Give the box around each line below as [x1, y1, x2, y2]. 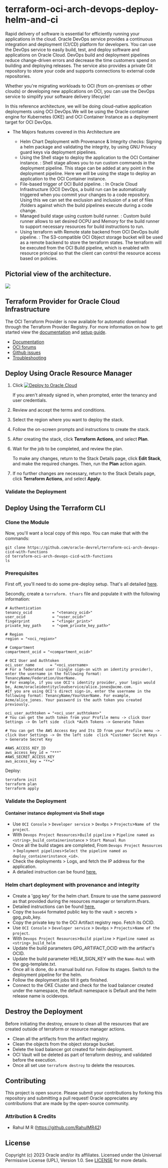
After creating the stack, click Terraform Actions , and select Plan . [12, 436, 149, 442]
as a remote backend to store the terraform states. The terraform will [19, 239, 162, 245]
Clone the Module [5, 518, 49, 525]
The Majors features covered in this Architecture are [12, 128, 120, 134]
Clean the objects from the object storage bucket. [12, 1041, 115, 1047]
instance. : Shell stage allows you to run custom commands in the [19, 159, 155, 165]
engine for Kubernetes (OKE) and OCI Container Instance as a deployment [5, 113, 158, 119]
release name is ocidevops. [12, 992, 69, 998]
